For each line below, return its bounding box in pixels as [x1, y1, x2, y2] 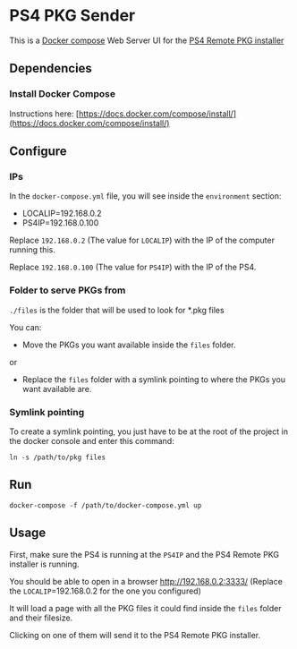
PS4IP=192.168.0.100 [21, 218, 99, 228]
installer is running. [9, 559, 80, 569]
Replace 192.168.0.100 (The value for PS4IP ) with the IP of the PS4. [9, 261, 257, 273]
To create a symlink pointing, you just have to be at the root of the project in [9, 426, 289, 437]
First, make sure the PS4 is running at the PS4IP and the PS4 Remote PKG [9, 549, 280, 559]
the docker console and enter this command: [9, 435, 174, 446]
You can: [9, 321, 42, 332]
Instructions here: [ [9, 108, 80, 119]
